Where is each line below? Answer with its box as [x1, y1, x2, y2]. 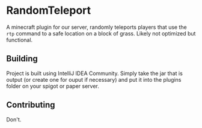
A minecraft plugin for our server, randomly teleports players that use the [6, 23, 188, 31]
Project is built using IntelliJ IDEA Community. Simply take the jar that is [6, 70, 183, 77]
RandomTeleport [6, 4, 91, 17]
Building [6, 53, 38, 64]
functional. [6, 36, 33, 43]
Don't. [6, 115, 22, 123]
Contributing [6, 100, 55, 110]
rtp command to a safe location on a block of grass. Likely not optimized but [6, 29, 196, 37]
